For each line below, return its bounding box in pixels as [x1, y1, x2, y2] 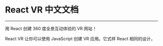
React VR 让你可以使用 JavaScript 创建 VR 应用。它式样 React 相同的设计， [5, 35, 155, 41]
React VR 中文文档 [5, 4, 79, 15]
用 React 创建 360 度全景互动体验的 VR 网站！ [5, 25, 97, 31]
